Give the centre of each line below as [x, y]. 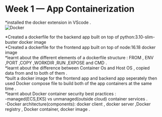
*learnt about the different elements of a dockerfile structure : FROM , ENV [79, 57]
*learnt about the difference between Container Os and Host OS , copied [77, 68]
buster [12, 42]
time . [11, 88]
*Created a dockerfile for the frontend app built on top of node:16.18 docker [81, 47]
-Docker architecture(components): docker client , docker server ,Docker [78, 104]
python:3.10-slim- [138, 37]
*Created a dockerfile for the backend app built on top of [62, 37]
